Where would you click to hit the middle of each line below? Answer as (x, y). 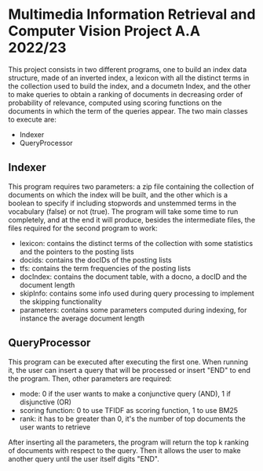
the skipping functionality (60, 301)
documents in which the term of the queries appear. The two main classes (128, 111)
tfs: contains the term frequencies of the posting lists (105, 268)
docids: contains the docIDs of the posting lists (95, 259)
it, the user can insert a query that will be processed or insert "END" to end (130, 370)
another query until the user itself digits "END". (84, 458)
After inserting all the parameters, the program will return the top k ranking (129, 442)
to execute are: (33, 119)
